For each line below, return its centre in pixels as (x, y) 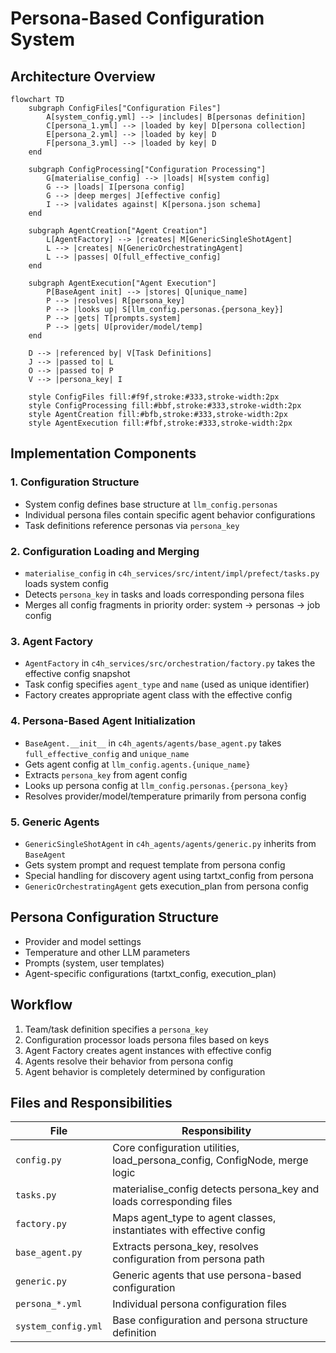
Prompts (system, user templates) (94, 963)
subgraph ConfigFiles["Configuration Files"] (125, 108)
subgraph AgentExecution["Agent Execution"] (122, 283)
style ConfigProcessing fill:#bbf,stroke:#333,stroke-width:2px (165, 406)
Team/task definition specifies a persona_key (116, 1029)
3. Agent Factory (52, 641)
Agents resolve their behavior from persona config (129, 1061)
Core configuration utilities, (176, 1148)
